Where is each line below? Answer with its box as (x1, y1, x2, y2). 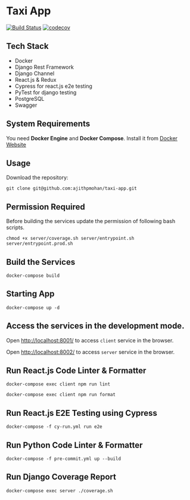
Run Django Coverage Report (6, 472, 116, 482)
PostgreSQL (14, 95, 45, 102)
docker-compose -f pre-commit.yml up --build (6, 456, 121, 462)
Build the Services (6, 257, 76, 267)
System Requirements (6, 119, 91, 129)
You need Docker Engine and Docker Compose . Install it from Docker (6, 134, 177, 141)
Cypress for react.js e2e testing (14, 82, 92, 89)
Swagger (14, 101, 38, 109)
